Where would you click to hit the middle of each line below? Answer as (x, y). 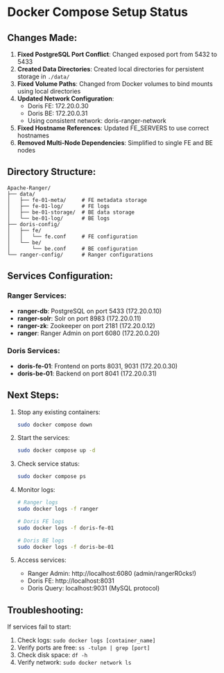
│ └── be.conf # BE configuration (72, 248)
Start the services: (44, 438)
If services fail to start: (39, 627)
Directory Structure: (52, 172)
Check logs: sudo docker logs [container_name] (86, 640)
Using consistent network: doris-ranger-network (97, 121)
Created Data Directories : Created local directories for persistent (111, 69)
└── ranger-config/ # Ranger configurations (80, 255)
